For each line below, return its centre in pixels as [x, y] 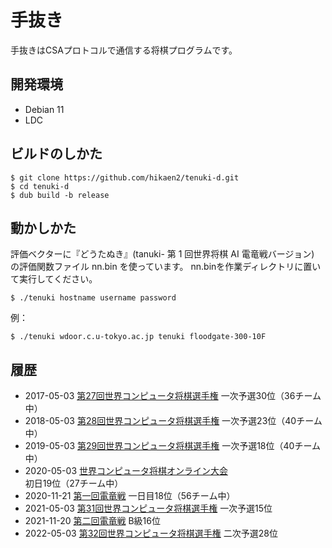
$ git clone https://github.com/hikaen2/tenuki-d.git [125, 177]
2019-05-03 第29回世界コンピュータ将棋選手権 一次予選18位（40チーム [172, 446]
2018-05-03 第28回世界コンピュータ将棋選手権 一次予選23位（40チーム [173, 421]
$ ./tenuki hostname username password [93, 298]
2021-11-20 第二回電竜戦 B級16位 [92, 521]
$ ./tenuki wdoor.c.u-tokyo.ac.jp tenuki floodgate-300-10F [138, 337]
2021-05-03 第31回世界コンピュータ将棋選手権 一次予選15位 [148, 508]
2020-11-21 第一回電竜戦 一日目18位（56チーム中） [130, 496]
